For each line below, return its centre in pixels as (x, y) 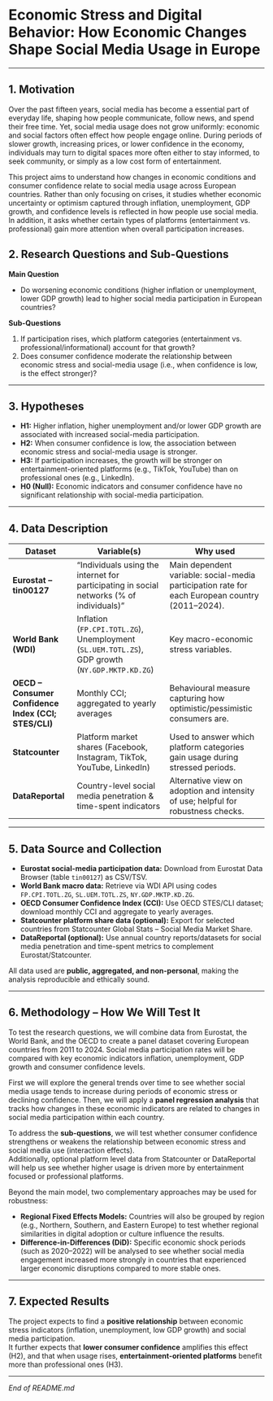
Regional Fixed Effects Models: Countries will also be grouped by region (142, 1216)
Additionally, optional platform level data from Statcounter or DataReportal (132, 1158)
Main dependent (201, 565)
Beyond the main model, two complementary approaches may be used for (133, 1192)
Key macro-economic (211, 639)
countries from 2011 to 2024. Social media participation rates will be (122, 1049)
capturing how (197, 698)
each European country (214, 596)
